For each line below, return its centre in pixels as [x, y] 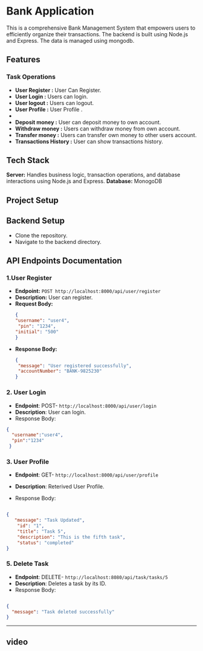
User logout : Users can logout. [54, 103]
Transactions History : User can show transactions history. [89, 141]
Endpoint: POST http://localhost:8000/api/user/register [88, 291]
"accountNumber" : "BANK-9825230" [60, 371]
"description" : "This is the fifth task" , [71, 537]
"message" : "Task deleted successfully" [63, 612]
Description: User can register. [54, 298]
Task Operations [31, 77]
